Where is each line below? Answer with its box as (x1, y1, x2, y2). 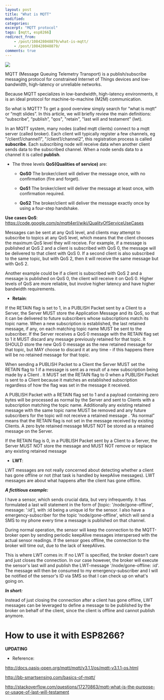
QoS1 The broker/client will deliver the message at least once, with (19, 185, 154, 191)
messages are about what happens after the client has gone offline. (5, 477, 141, 483)
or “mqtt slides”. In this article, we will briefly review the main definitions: (5, 111, 152, 117)
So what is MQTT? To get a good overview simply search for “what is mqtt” (5, 105, 157, 111)
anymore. (5, 613, 24, 619)
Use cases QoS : (5, 214, 38, 221)
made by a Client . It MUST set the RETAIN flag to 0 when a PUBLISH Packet (5, 371, 159, 378)
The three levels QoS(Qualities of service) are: (12, 161, 108, 167)
